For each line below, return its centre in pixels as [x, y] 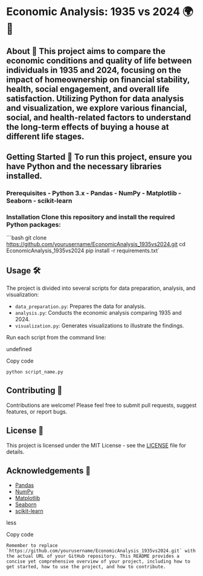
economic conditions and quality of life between [99, 60]
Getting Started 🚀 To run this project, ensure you [99, 157]
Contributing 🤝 [34, 391]
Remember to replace [32, 546]
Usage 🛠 [24, 270]
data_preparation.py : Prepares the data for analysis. [80, 306]
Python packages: [34, 224]
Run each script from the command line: [56, 337]
